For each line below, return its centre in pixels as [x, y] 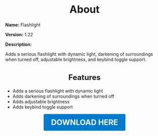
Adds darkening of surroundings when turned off [63, 96]
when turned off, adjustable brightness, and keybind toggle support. [76, 59]
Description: [18, 44]
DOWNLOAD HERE [85, 122]
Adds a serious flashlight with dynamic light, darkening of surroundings [79, 54]
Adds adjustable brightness [41, 101]
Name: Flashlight [23, 25]
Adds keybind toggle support [43, 107]
